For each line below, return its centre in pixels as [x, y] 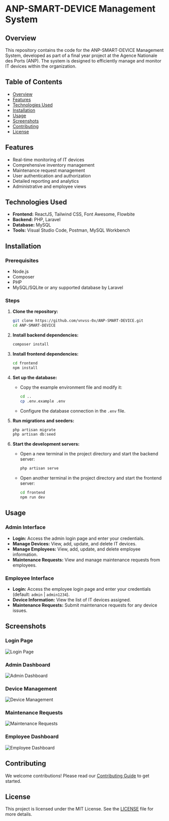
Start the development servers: [46, 444]
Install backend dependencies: [46, 335]
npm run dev [32, 497]
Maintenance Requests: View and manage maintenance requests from [86, 560]
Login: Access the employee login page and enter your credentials [81, 589]
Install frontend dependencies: [46, 354]
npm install [25, 368]
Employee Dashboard [32, 737]
